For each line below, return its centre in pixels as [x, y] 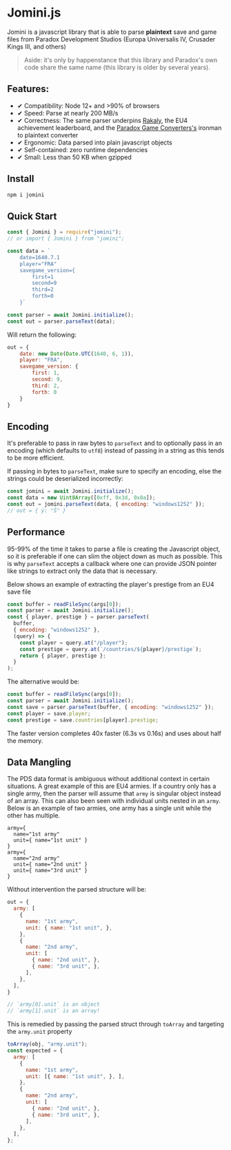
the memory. [25, 740]
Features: [28, 89]
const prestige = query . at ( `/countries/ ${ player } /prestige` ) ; [111, 649]
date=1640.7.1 [40, 257]
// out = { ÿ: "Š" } [37, 510]
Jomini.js [34, 13]
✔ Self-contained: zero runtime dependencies [82, 149]
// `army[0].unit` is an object [53, 1005]
